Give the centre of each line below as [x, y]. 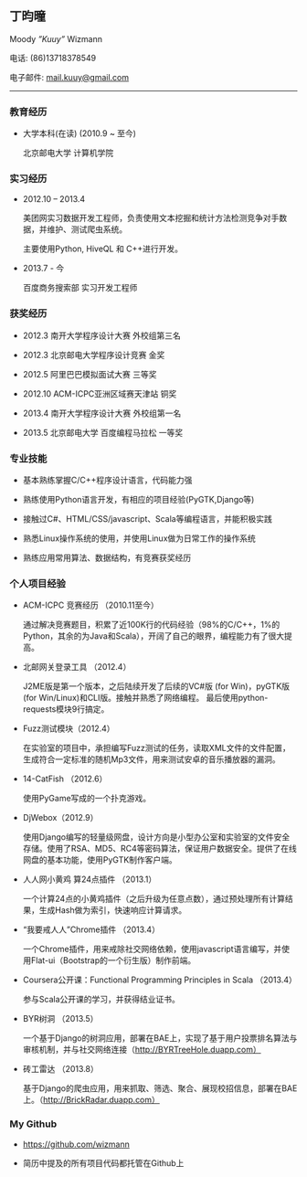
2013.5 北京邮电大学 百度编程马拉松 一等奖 [103, 432]
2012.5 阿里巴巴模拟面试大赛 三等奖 [90, 374]
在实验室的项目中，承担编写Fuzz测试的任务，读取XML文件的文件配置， [156, 748]
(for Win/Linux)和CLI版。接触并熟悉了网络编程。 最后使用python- [145, 698]
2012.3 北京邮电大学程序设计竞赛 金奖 [94, 355]
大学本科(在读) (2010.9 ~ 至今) [79, 133]
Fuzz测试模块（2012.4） [69, 728]
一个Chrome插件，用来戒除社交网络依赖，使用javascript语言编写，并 [152, 949]
